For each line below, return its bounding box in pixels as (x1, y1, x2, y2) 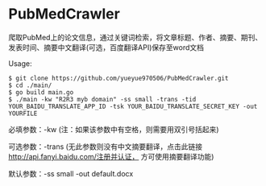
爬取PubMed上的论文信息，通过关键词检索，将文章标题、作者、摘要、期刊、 (8, 32, 263, 42)
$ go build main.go (8, 88, 74, 97)
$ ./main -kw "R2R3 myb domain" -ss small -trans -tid (8, 95, 197, 103)
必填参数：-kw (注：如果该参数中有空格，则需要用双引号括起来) (8, 124, 219, 134)
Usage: (8, 58, 32, 68)
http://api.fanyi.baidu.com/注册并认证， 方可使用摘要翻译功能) (8, 151, 214, 161)
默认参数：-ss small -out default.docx (8, 168, 134, 178)
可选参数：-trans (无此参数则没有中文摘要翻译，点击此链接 (8, 142, 203, 151)
